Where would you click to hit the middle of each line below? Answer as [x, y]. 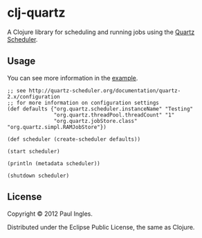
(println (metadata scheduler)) [54, 163]
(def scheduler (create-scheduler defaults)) [74, 139]
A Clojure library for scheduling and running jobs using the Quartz [101, 32]
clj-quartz [36, 13]
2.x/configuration [34, 96]
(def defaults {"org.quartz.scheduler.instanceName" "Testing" [100, 109]
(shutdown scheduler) [38, 176]
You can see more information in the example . [73, 78]
